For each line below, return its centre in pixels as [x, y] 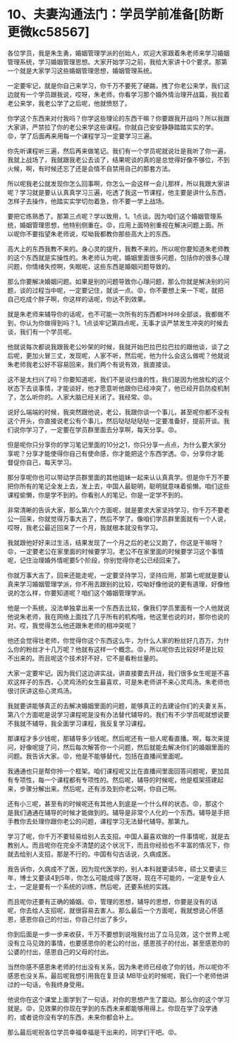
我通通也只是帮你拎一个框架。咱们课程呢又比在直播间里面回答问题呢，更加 [115, 771]
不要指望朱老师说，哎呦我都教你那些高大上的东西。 [100, 234]
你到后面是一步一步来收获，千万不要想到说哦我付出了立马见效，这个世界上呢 [119, 934]
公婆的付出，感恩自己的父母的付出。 [60, 952]
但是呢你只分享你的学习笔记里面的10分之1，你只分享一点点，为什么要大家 [114, 445]
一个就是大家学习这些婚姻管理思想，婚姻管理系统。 [81, 71]
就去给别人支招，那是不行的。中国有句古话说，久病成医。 [91, 854]
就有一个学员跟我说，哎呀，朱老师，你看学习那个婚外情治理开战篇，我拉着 [121, 94]
